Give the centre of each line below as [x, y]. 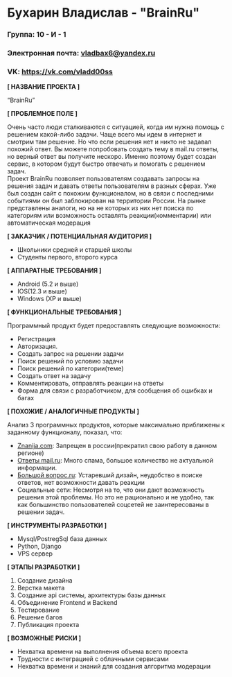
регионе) [30, 453]
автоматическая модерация [49, 223]
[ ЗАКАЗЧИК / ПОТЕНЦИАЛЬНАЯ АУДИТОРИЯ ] [80, 237]
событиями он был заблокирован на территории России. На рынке [107, 201]
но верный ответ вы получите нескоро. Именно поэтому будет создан [112, 157]
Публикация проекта [48, 625]
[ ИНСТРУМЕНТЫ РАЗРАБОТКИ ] [57, 526]
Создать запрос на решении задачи [70, 354]
